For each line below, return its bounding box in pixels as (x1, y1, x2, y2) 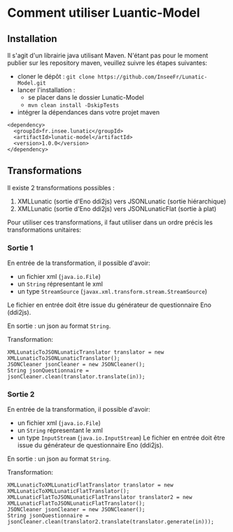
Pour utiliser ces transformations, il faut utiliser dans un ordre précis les (7, 218, 213, 227)
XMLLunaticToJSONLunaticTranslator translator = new (7, 349, 164, 356)
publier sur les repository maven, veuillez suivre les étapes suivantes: (7, 59, 208, 67)
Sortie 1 (7, 243, 34, 252)
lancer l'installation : (17, 86, 76, 94)
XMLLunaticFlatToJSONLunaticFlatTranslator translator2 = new (7, 494, 192, 501)
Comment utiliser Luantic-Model (7, 5, 201, 21)
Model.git (17, 80, 47, 87)
